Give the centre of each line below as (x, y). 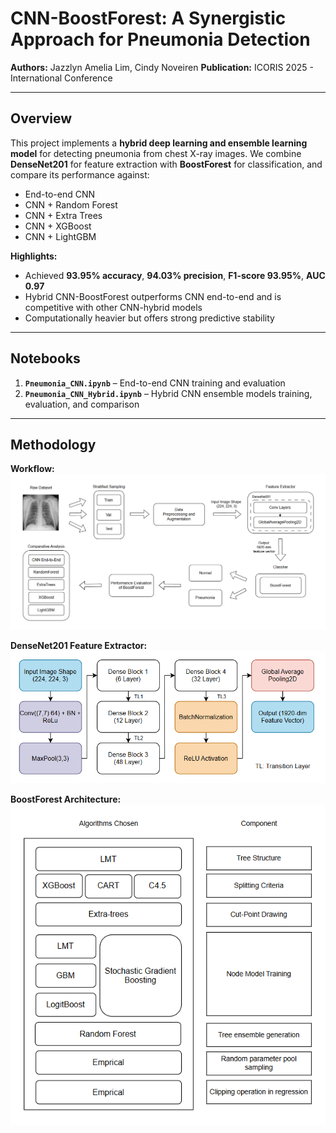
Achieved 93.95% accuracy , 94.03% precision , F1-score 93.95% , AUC (175, 275)
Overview (41, 118)
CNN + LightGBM (60, 236)
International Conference (61, 78)
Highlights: (34, 256)
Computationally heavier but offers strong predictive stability (149, 318)
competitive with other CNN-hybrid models (113, 307)
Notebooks (45, 358)
